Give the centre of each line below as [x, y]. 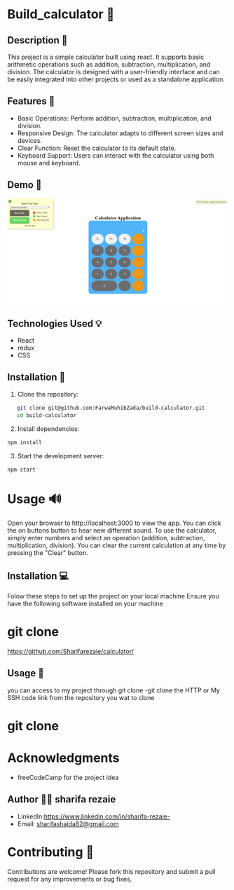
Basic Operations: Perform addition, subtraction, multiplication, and [114, 118]
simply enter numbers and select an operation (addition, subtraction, [106, 538]
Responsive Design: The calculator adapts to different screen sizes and [120, 133]
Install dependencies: [48, 429]
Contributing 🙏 [51, 853]
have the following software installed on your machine [85, 604]
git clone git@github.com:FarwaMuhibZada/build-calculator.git [111, 408]
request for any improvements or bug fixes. [70, 879]
